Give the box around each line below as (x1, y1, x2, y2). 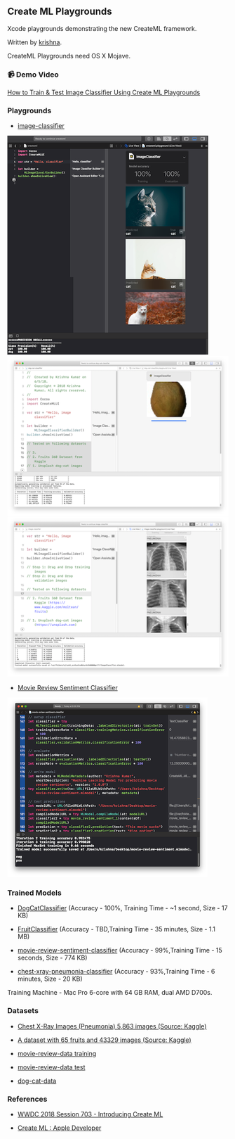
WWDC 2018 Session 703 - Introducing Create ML (17, 1109, 163, 1118)
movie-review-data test (17, 1062, 86, 1071)
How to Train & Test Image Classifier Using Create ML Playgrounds (7, 88, 201, 97)
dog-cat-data (17, 1076, 57, 1085)
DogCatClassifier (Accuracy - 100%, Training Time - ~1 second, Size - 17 (17, 904, 228, 912)
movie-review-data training (17, 1049, 97, 1057)
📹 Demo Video (7, 70, 60, 79)
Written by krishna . (7, 38, 62, 46)
